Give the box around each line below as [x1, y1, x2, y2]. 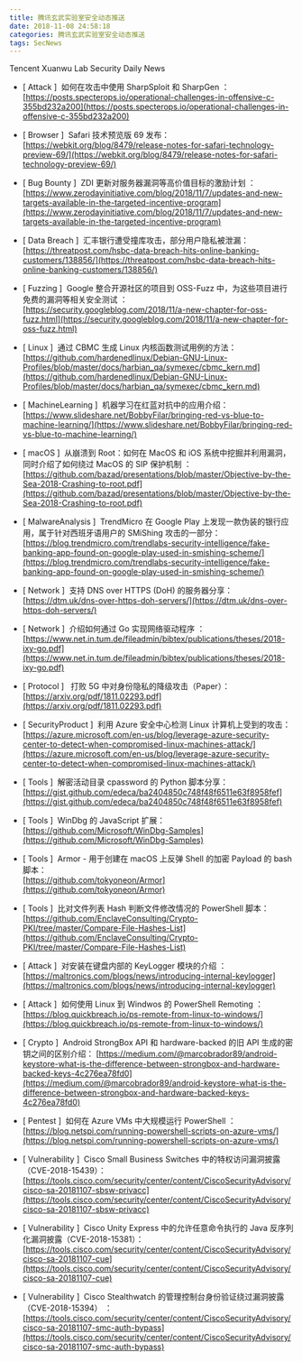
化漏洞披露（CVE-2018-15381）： [22, 1234, 144, 1245]
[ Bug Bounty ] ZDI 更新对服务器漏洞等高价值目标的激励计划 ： [22, 178, 257, 189]
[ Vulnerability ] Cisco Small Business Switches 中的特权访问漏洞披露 [22, 1154, 281, 1164]
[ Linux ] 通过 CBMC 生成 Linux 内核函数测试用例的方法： [22, 342, 237, 353]
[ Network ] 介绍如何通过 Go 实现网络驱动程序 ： [22, 623, 206, 634]
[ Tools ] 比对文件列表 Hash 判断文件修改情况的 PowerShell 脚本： [22, 903, 270, 914]
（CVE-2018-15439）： [22, 1165, 106, 1176]
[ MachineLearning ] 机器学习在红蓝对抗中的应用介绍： [22, 400, 229, 410]
